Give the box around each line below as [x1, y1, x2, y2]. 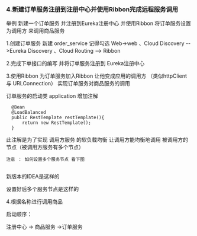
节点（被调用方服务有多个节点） [6, 143, 84, 151]
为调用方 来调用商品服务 [6, 27, 65, 34]
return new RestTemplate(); [21, 120, 92, 126]
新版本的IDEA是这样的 [6, 173, 60, 180]
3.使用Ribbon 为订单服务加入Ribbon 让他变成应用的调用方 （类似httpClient [6, 72, 188, 79]
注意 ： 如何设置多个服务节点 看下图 [6, 157, 85, 162]
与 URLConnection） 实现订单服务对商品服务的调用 [6, 80, 130, 87]
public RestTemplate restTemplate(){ [11, 114, 105, 121]
